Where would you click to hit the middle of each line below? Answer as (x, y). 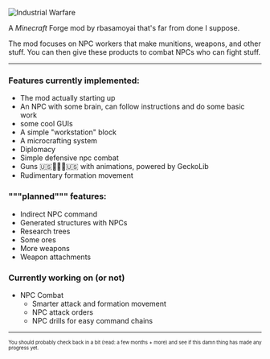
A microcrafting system (59, 141)
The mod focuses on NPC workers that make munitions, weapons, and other (135, 43)
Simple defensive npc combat (69, 158)
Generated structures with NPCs (74, 222)
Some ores (38, 239)
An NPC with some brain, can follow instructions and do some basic (132, 107)
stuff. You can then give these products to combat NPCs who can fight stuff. (135, 52)
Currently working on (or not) (67, 278)
